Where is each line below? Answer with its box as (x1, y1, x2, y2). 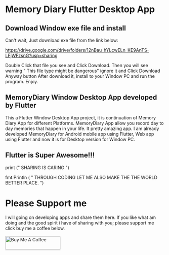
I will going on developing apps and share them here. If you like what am (5, 214, 156, 220)
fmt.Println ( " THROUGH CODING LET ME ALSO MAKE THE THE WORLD (5, 174, 158, 180)
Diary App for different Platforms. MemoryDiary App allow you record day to (5, 120, 164, 126)
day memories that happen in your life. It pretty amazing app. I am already (5, 125, 159, 132)
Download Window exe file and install (5, 24, 126, 33)
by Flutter (5, 101, 36, 110)
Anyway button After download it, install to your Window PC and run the (5, 73, 155, 79)
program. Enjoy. (5, 79, 38, 84)
